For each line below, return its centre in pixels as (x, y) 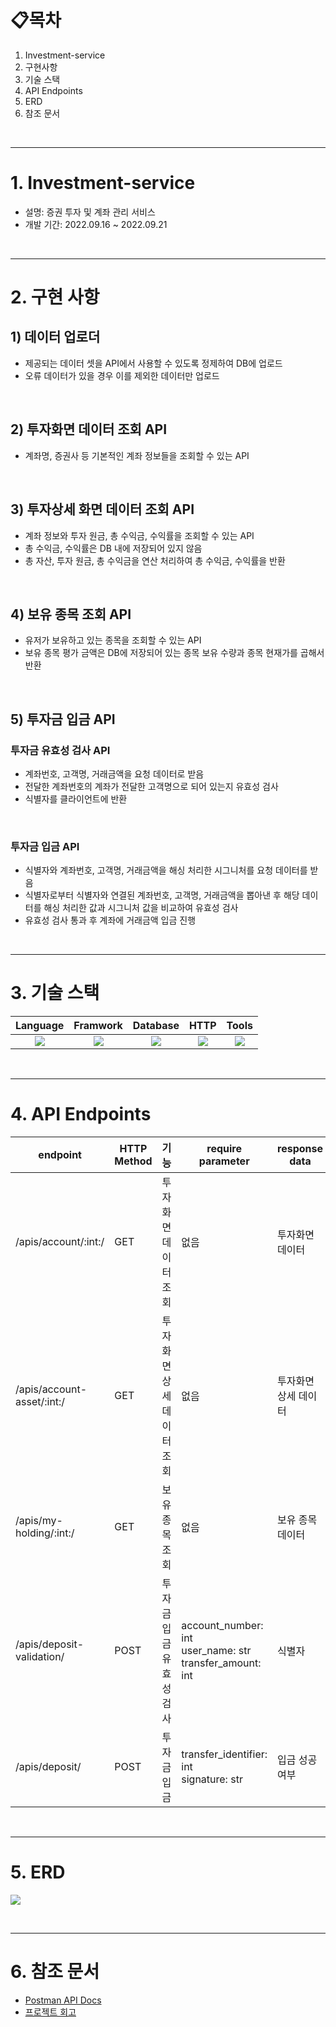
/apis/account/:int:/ (60, 1242)
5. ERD (38, 1872)
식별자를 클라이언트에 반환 (76, 799)
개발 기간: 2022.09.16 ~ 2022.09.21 (96, 224)
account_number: (222, 1626)
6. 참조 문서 (55, 1972)
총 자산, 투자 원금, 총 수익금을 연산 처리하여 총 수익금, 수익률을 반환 (155, 560)
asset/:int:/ (40, 1402)
